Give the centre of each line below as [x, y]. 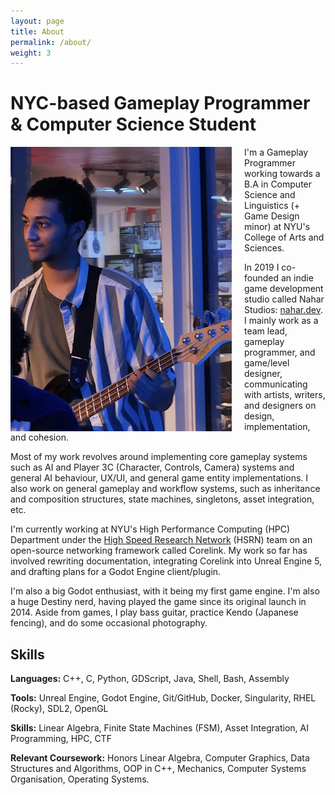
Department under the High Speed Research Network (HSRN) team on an [161, 540]
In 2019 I [262, 267]
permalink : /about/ [51, 42]
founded [262, 278]
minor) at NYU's [277, 227]
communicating [276, 384]
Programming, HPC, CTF [61, 738]
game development [284, 289]
